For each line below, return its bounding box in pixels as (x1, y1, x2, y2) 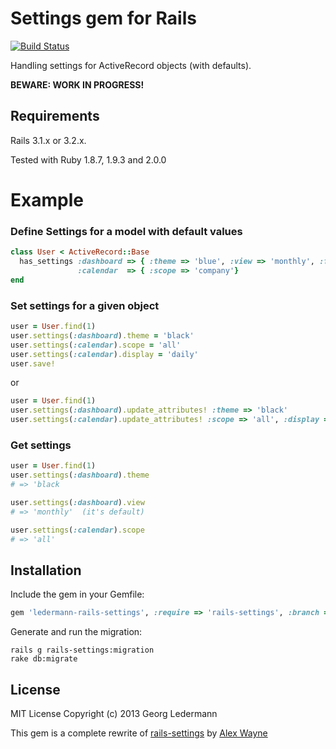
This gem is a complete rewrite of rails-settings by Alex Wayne (10, 727, 268, 739)
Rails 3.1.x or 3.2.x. (10, 134, 87, 146)
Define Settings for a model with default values (10, 224, 243, 238)
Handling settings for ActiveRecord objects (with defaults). (10, 59, 252, 71)
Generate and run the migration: (10, 626, 143, 638)
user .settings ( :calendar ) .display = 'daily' (10, 349, 199, 359)
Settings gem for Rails (10, 7, 197, 30)
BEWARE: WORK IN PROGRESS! (10, 78, 145, 91)
